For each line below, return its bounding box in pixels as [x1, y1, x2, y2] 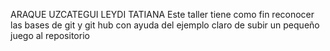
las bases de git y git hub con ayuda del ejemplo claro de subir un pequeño [10, 19, 320, 31]
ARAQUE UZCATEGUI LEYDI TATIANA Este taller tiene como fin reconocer [10, 9, 315, 20]
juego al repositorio [10, 30, 90, 41]
